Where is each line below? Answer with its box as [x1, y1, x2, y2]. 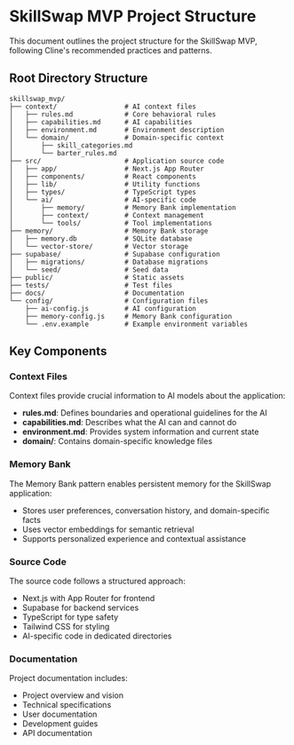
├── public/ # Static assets [9, 273, 185, 281]
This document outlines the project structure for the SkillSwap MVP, [9, 36, 258, 46]
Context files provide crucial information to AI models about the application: [9, 391, 286, 401]
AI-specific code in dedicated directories [21, 630, 172, 641]
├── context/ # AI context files [9, 102, 197, 111]
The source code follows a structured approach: [9, 575, 187, 587]
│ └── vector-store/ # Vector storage [9, 242, 189, 250]
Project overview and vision [21, 690, 124, 701]
